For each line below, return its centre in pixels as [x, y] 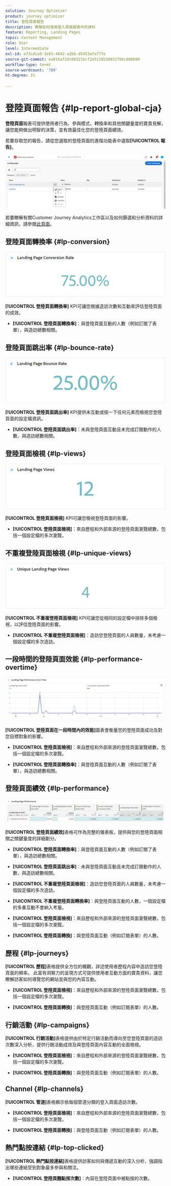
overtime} [22, 667]
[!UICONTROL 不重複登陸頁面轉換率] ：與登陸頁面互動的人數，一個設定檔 [89, 901]
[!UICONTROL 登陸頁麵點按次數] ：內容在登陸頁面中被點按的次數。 [82, 1178]
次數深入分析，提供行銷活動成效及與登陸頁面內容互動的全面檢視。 [74, 1045]
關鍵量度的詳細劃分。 [36, 839]
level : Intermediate [27, 49]
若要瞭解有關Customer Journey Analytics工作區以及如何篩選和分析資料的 [82, 217]
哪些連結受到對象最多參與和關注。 [45, 1167]
